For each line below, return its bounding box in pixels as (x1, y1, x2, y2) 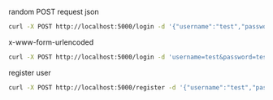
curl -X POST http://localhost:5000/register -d (8, 83, 176, 92)
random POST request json (8, 7, 99, 16)
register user (8, 67, 51, 77)
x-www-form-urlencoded (8, 37, 94, 47)
